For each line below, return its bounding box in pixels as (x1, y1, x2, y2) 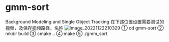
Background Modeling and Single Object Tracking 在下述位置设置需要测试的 (5, 18, 164, 24)
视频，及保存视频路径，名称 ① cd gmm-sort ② (5, 24, 164, 31)
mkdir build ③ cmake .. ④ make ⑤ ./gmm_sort (5, 30, 108, 36)
